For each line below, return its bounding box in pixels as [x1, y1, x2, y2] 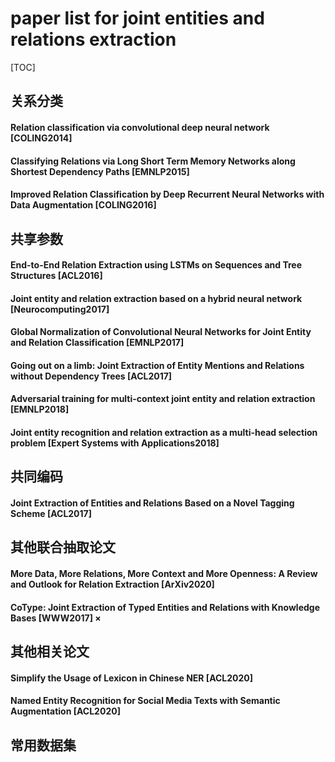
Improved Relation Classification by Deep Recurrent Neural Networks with [10, 188, 325, 201]
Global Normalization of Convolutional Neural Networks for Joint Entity [10, 326, 312, 338]
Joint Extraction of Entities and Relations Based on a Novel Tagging [10, 497, 295, 509]
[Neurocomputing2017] [10, 303, 110, 315]
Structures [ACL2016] [10, 270, 103, 282]
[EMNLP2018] [10, 403, 70, 416]
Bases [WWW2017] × [10, 612, 102, 624]
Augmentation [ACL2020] [10, 705, 121, 717]
